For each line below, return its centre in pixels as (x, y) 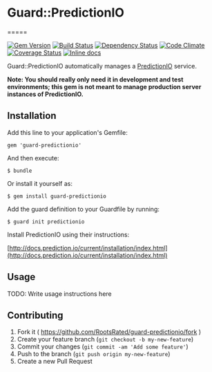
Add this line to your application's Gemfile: (67, 132)
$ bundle (20, 171)
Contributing (35, 315)
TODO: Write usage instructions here (59, 294)
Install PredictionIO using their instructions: (68, 234)
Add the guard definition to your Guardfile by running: (84, 209)
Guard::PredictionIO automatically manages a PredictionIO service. (102, 66)
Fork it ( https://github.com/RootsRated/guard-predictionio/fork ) (109, 332)
